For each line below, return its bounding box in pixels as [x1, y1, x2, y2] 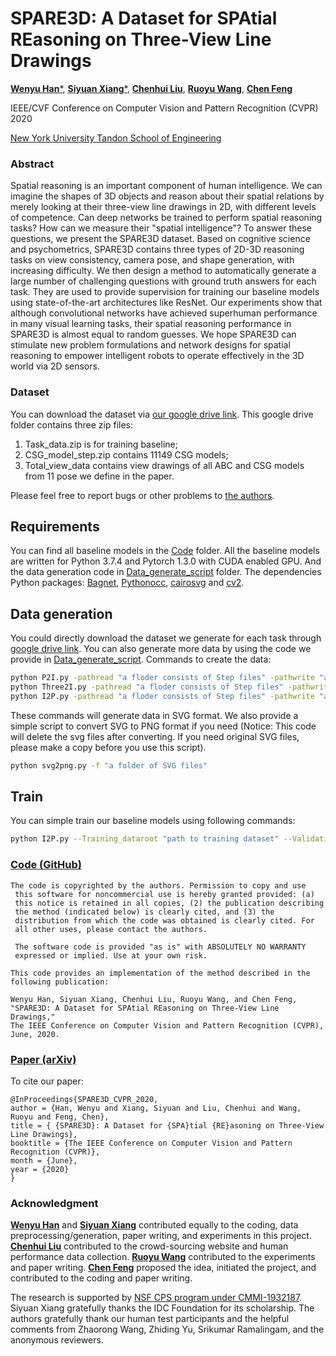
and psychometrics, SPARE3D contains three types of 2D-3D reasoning [10, 243, 305, 256]
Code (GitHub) [10, 858, 82, 872]
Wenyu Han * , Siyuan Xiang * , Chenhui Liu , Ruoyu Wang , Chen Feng [10, 82, 293, 94]
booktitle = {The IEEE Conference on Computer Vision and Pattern [10, 1138, 293, 1148]
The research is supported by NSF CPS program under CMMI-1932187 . [10, 1292, 303, 1304]
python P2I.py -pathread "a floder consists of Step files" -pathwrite [10, 673, 315, 683]
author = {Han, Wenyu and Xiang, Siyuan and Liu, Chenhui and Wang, [10, 1103, 302, 1113]
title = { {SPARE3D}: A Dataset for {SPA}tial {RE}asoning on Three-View [10, 1120, 325, 1131]
